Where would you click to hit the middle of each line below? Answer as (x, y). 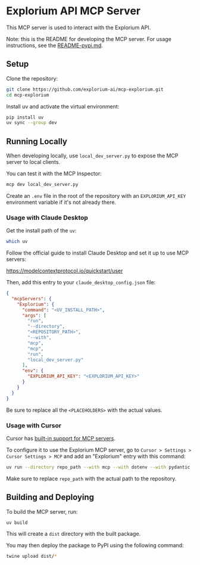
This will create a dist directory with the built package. (74, 534)
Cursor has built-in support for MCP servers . (61, 438)
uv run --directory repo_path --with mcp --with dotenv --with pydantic (98, 467)
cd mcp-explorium (28, 95)
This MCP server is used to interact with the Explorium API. (79, 27)
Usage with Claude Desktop (47, 218)
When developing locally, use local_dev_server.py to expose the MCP (92, 156)
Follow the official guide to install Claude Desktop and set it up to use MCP (98, 253)
